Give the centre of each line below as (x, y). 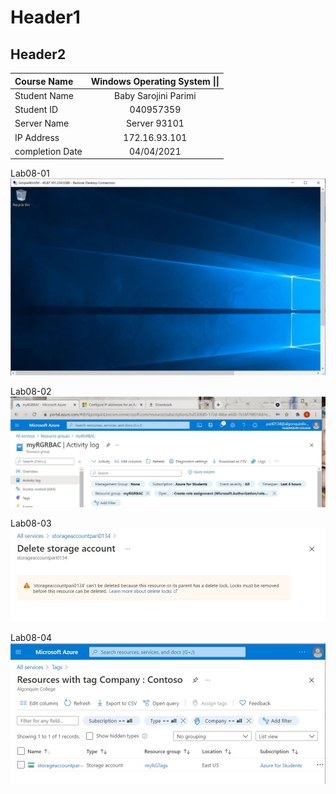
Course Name (44, 81)
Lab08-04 (31, 638)
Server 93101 (155, 123)
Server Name (42, 123)
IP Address (37, 137)
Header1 (45, 17)
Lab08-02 (31, 391)
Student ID (36, 109)
